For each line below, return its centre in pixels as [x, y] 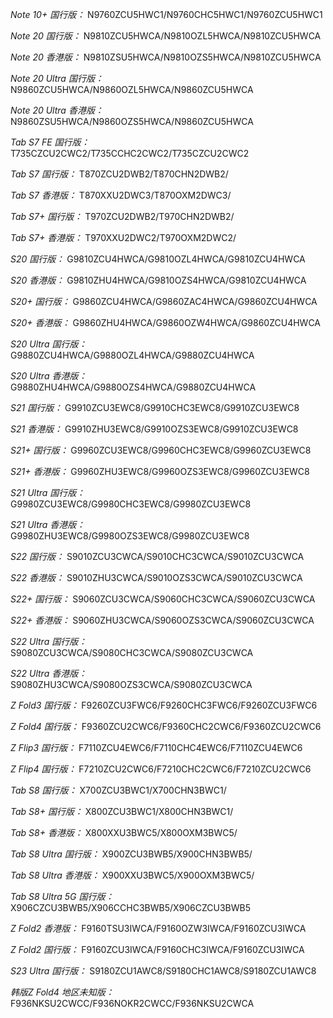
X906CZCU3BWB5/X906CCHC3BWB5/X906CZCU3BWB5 [131, 907]
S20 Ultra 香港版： [49, 376]
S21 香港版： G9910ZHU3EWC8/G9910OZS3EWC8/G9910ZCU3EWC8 [154, 429]
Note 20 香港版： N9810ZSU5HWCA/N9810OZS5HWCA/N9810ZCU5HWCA [166, 57]
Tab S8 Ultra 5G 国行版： [62, 896]
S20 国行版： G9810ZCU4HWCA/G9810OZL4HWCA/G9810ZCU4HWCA [158, 259]
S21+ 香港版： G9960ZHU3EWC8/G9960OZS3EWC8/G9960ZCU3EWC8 [160, 471]
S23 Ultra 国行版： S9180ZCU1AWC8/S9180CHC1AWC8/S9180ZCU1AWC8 [163, 971]
